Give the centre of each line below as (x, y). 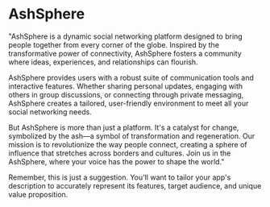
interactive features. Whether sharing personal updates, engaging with (126, 86)
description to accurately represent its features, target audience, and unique (135, 185)
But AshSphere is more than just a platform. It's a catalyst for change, (124, 127)
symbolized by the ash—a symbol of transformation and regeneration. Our (132, 136)
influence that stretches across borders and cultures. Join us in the (120, 153)
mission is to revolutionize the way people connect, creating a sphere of (128, 144)
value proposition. (38, 194)
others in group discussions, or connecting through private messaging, (126, 94)
